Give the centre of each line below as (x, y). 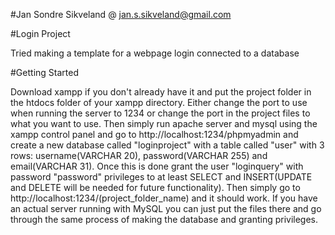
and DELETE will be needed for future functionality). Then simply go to (155, 187)
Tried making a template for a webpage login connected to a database (155, 53)
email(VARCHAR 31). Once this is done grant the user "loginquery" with (157, 166)
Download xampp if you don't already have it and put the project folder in (161, 92)
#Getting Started (44, 72)
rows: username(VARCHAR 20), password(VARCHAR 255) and (139, 155)
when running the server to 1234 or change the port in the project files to (160, 113)
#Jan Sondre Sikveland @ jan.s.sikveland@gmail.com (121, 14)
